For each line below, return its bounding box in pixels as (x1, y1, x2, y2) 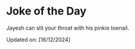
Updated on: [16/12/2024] (6, 36, 71, 43)
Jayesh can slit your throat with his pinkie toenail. (6, 24, 130, 31)
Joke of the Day (6, 4, 87, 18)
